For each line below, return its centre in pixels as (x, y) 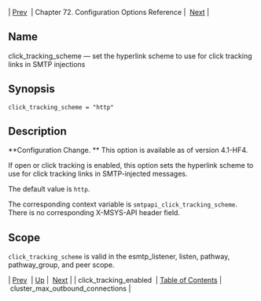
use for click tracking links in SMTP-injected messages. (98, 174)
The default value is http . (49, 189)
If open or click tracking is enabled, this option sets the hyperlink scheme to (131, 165)
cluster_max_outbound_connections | (70, 288)
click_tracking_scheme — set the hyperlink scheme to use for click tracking (130, 56)
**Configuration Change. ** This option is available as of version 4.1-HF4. (128, 150)
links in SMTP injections (47, 64)
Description (37, 131)
